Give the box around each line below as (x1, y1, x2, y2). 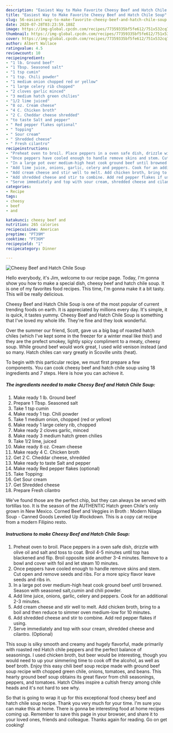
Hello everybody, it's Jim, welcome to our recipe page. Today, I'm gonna (6, 274, 159, 280)
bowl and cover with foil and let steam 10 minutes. (13, 560, 120, 567)
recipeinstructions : (6, 146, 50, 152)
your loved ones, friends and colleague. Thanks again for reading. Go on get (6, 717, 167, 723)
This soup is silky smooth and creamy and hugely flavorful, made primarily (6, 641, 164, 647)
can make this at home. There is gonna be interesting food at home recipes (6, 706, 165, 712)
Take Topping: (13, 471, 44, 477)
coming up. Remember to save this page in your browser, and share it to (6, 711, 158, 717)
